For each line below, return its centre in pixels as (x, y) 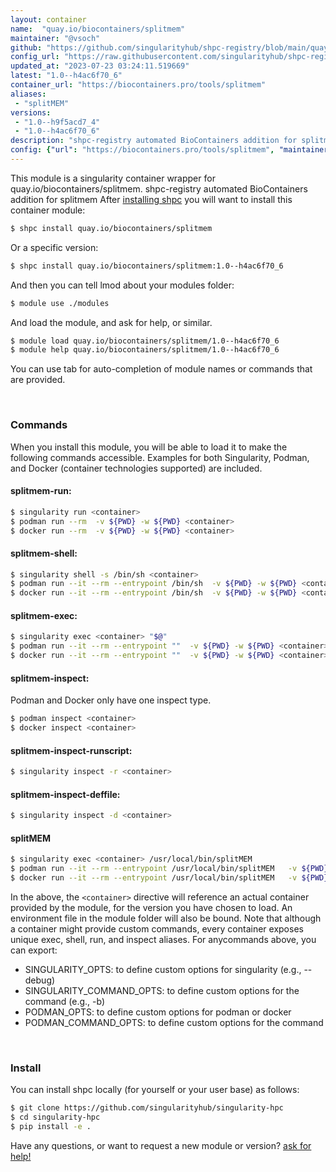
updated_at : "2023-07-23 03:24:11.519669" (100, 66)
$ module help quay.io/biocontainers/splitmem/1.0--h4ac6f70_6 (145, 350)
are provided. (38, 380)
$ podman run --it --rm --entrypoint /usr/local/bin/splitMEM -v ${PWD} (169, 869)
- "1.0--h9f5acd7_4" (57, 122)
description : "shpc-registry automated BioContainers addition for (154, 141)
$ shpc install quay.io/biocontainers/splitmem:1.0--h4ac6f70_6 (147, 266)
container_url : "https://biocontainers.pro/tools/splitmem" (138, 85)
